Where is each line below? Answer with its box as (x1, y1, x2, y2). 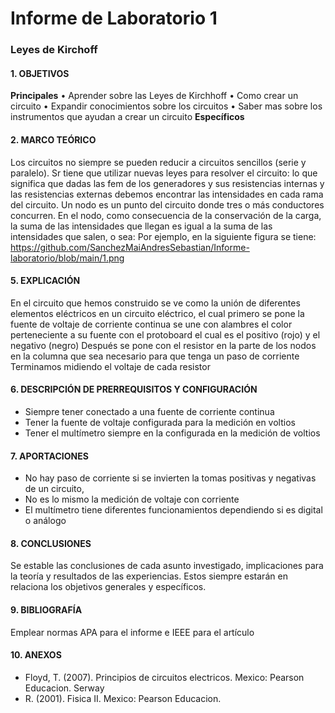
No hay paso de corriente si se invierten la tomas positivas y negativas (24, 472, 317, 484)
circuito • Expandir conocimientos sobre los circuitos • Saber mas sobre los (10, 100, 323, 112)
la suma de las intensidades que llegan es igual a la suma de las (10, 220, 273, 232)
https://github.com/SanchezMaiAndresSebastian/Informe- (10, 241, 250, 253)
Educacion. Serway (24, 682, 105, 694)
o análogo (24, 515, 67, 527)
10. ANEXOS (10, 649, 62, 661)
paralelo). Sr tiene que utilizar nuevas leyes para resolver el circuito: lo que (10, 167, 318, 179)
